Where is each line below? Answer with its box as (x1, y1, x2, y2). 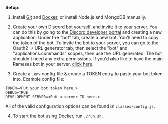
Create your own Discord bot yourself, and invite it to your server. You (12, 24, 158, 30)
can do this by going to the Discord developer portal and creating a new (12, 29, 162, 35)
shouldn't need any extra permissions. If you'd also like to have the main (12, 56, 163, 62)
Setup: (5, 5, 20, 10)
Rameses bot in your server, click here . (12, 61, 94, 67)
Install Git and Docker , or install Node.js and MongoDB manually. (12, 14, 146, 20)
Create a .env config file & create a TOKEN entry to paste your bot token (12, 71, 163, 77)
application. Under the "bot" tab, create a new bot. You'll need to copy (12, 35, 159, 40)
